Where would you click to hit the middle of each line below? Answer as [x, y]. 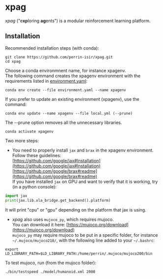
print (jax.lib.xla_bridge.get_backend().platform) [58, 200]
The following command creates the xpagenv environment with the [73, 76]
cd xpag [13, 61]
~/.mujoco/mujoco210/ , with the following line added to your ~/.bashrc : [83, 240]
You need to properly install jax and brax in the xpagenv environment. [83, 150]
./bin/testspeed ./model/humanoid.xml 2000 [50, 272]
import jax [16, 196]
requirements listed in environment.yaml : [46, 81]
